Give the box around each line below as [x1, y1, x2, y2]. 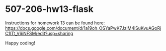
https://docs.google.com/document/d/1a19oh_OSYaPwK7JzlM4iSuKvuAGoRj [5, 25, 162, 31]
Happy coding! [5, 40, 36, 46]
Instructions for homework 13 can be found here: [5, 20, 105, 26]
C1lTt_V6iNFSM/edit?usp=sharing [5, 30, 74, 36]
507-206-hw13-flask [5, 3, 93, 15]
